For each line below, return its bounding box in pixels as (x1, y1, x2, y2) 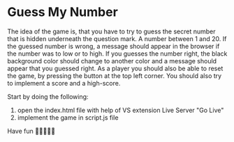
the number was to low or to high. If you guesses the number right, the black (7, 49, 228, 58)
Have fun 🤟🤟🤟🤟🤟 (7, 127, 56, 135)
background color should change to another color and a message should (7, 56, 217, 65)
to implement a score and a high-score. (7, 79, 121, 87)
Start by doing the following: (7, 92, 89, 101)
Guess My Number (7, 4, 119, 20)
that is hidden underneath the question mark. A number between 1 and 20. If (7, 34, 227, 42)
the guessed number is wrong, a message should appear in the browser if (7, 42, 220, 50)
